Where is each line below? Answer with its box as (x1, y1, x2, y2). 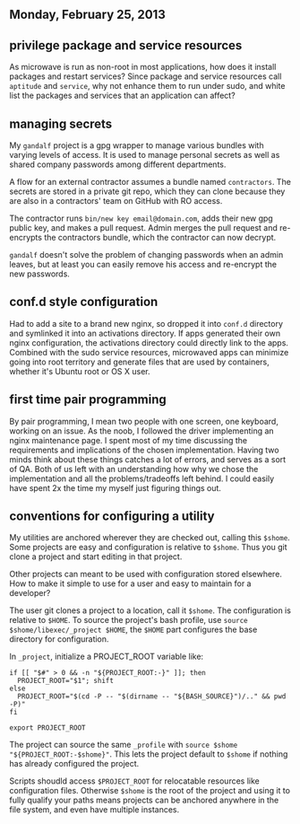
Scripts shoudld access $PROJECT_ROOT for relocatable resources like (9, 776, 260, 786)
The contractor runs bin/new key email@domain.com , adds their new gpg (9, 213, 273, 224)
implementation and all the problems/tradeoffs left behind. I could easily (9, 473, 275, 484)
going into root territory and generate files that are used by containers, (9, 356, 270, 367)
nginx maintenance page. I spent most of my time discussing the (9, 434, 248, 445)
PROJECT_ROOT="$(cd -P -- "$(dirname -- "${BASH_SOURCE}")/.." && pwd (17, 692, 287, 701)
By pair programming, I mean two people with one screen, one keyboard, (9, 416, 279, 426)
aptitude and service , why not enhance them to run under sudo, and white (9, 81, 286, 92)
